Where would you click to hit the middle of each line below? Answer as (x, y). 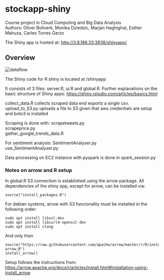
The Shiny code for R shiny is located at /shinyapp (56, 79)
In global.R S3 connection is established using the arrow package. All (74, 181)
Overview (20, 58)
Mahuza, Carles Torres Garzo (35, 33)
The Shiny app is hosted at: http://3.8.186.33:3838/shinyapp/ (66, 42)
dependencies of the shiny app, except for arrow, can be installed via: (75, 186)
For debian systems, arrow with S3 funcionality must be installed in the (76, 204)
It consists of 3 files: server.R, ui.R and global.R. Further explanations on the (81, 88)
